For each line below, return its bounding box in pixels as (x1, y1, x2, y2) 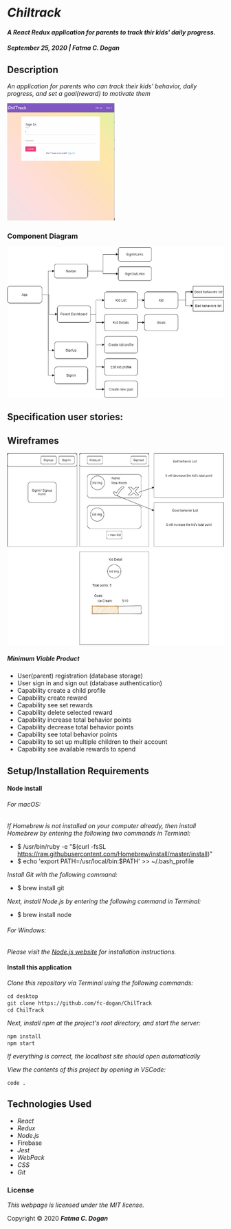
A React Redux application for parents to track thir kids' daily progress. (7, 28, 216, 36)
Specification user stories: (7, 411, 124, 423)
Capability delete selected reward (16, 709, 113, 717)
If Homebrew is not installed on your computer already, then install (7, 821, 197, 829)
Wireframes (7, 435, 60, 446)
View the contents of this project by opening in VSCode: (7, 1065, 166, 1074)
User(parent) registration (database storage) (16, 671, 143, 680)
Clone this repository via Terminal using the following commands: (7, 979, 194, 987)
